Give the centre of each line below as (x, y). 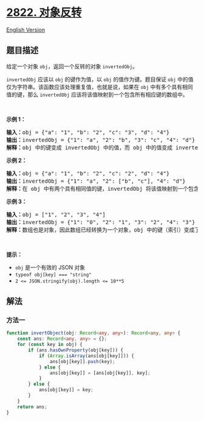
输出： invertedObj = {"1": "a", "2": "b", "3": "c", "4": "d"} (101, 140)
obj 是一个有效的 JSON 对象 (50, 267)
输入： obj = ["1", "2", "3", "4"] (56, 214)
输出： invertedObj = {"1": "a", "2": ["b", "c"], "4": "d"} (96, 181)
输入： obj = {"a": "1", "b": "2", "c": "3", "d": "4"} (88, 132)
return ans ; (32, 407)
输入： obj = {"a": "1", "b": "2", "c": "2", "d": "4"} (88, 173)
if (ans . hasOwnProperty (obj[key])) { (76, 350)
